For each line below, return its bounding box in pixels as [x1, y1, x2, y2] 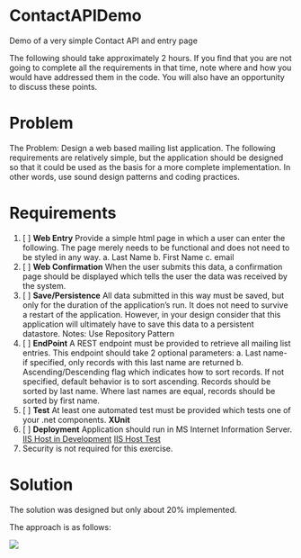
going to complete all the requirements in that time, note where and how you [9, 62, 292, 73]
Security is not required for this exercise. [22, 443, 173, 454]
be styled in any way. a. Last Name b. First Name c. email [22, 251, 235, 262]
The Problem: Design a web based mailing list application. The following [9, 142, 276, 153]
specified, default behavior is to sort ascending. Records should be [22, 375, 271, 387]
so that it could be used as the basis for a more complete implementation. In [9, 161, 291, 172]
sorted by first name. [22, 395, 101, 406]
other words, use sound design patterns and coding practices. [9, 171, 241, 182]
